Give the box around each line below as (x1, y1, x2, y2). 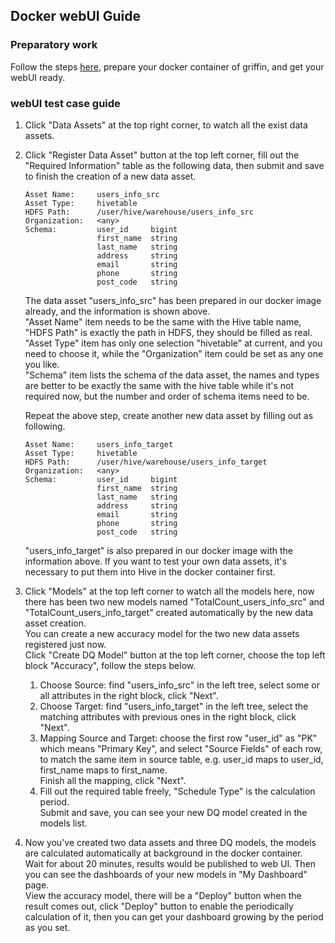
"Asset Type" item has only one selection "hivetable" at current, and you (24, 337, 323, 349)
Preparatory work (10, 38, 98, 52)
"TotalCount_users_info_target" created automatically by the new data (24, 606, 314, 618)
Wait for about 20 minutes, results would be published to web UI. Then (24, 857, 316, 869)
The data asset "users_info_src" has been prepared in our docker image (24, 294, 322, 306)
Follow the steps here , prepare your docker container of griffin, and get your (10, 60, 325, 73)
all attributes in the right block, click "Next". (39, 689, 219, 701)
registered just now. (24, 638, 107, 650)
